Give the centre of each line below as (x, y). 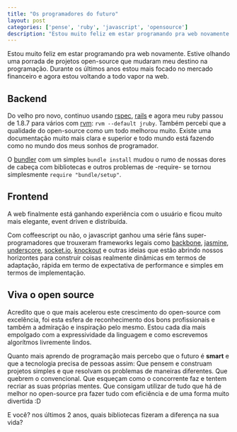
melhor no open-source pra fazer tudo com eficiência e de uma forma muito (118, 393)
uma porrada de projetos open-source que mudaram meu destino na (108, 62)
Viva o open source (51, 295)
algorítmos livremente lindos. (50, 342)
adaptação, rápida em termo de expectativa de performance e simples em (116, 265)
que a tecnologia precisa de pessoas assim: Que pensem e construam (110, 363)
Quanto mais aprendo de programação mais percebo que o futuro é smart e (118, 356)
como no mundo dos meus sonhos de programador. (83, 146)
